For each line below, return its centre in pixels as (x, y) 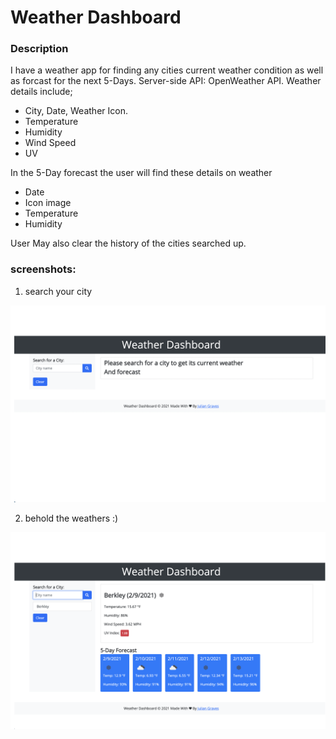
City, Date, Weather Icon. (76, 111)
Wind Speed (50, 143)
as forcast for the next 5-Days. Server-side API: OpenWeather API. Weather (166, 81)
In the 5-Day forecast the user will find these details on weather (141, 173)
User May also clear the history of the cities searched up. (128, 243)
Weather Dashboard (96, 17)
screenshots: (43, 269)
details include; (41, 92)
